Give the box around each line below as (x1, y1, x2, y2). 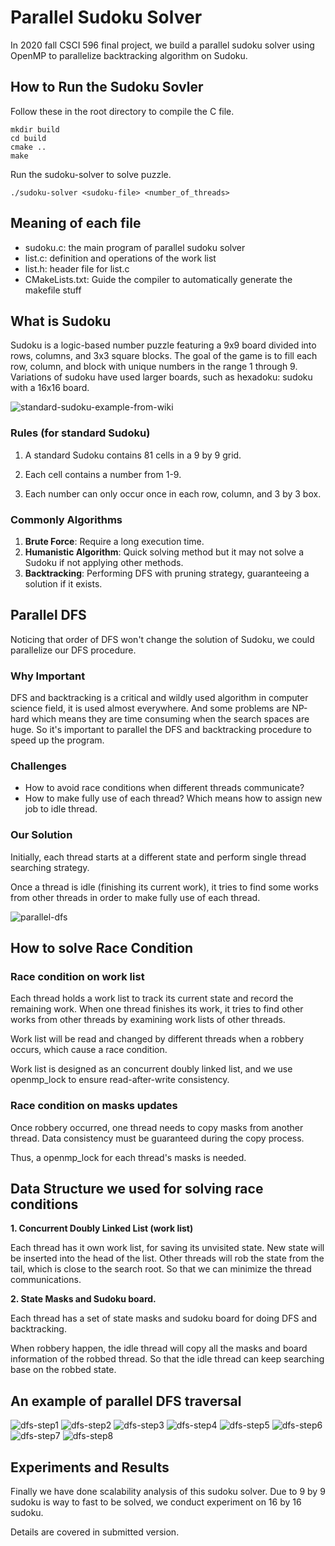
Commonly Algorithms (10, 512, 123, 526)
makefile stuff (24, 284, 82, 296)
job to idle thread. (24, 803, 98, 815)
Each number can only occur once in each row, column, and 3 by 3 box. (24, 487, 322, 500)
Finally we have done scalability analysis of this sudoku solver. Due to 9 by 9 (10, 1486, 326, 1498)
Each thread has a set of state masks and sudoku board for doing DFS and (10, 1312, 318, 1325)
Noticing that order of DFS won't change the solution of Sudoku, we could (10, 633, 315, 645)
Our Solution (10, 828, 73, 842)
